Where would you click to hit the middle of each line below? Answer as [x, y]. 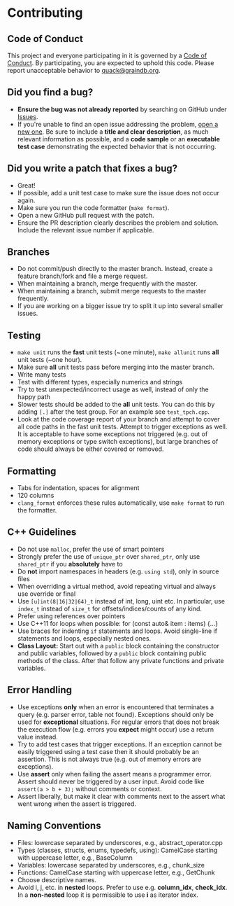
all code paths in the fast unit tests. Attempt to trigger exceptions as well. [122, 427]
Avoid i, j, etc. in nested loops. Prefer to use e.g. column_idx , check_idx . [122, 887]
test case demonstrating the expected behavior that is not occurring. [117, 146]
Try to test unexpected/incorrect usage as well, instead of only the [113, 389]
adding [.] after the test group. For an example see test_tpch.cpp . [113, 412]
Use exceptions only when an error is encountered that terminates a [116, 707]
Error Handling [39, 690]
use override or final [46, 594]
